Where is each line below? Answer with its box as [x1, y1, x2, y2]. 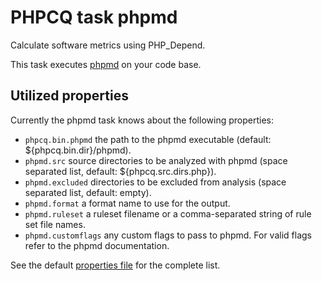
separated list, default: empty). [24, 186, 152, 198]
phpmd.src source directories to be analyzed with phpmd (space [24, 154, 288, 166]
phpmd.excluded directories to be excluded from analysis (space [24, 176, 287, 188]
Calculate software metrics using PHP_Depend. [10, 39, 206, 51]
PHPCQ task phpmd [10, 6, 178, 29]
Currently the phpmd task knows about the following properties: [10, 114, 274, 126]
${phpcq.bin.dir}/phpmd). [24, 144, 132, 156]
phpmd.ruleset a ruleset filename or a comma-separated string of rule [24, 207, 312, 220]
